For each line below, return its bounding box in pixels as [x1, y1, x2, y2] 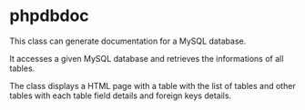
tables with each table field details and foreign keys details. [9, 90, 232, 101]
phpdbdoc [9, 5, 89, 26]
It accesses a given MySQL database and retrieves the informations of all [9, 53, 284, 64]
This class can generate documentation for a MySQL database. [9, 35, 247, 46]
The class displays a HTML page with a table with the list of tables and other [9, 80, 296, 91]
